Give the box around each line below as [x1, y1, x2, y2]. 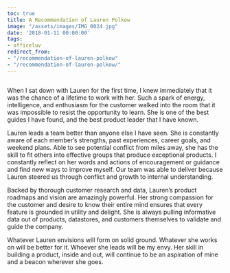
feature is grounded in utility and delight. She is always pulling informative [7, 208, 216, 216]
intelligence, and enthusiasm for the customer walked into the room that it [7, 100, 216, 109]
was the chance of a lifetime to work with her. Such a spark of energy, [7, 94, 205, 102]
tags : [7, 36, 23, 43]
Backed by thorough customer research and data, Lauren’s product [7, 186, 197, 194]
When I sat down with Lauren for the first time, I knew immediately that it [7, 86, 212, 94]
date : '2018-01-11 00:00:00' [7, 29, 91, 36]
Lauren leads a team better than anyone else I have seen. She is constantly [7, 129, 220, 137]
